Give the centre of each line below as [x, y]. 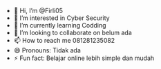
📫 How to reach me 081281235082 [64, 40]
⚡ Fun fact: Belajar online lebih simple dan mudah [84, 58]
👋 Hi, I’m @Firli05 [38, 11]
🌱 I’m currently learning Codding [60, 25]
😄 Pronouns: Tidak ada [47, 50]
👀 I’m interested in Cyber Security [61, 18]
